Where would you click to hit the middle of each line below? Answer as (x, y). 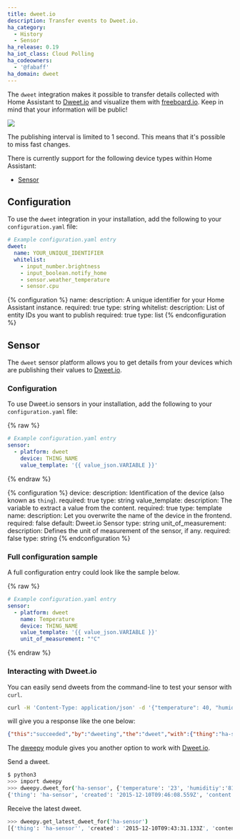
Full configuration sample (52, 557)
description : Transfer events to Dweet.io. (73, 21)
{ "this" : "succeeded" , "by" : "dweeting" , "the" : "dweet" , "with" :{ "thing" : (113, 734)
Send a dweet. (29, 762)
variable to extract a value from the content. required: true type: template (115, 507)
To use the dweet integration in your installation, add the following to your (115, 219)
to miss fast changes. (39, 144)
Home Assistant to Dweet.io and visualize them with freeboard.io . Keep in (115, 101)
